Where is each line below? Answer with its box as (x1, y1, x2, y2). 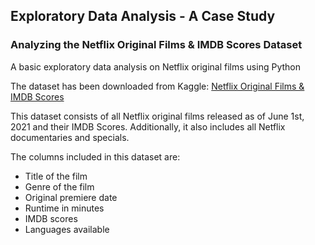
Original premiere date (24, 191, 118, 203)
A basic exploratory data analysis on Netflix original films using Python (10, 60, 301, 73)
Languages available (24, 223, 110, 235)
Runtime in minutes (24, 202, 105, 214)
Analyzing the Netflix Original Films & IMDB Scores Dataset (10, 38, 303, 52)
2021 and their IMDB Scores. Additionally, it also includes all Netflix (10, 120, 286, 133)
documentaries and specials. (10, 131, 130, 143)
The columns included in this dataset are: (10, 150, 181, 163)
